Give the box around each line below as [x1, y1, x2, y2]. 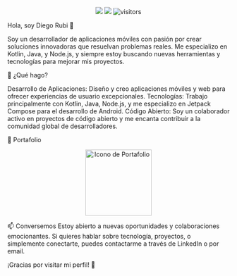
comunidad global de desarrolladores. [7, 122, 118, 130]
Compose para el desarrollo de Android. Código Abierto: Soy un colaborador [7, 107, 230, 115]
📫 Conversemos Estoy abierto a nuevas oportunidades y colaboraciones [7, 222, 220, 230]
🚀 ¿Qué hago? [7, 71, 48, 79]
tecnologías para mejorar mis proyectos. [7, 57, 125, 65]
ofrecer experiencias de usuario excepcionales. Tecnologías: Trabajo [7, 92, 208, 100]
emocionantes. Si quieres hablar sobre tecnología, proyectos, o [7, 232, 191, 240]
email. [7, 247, 25, 255]
